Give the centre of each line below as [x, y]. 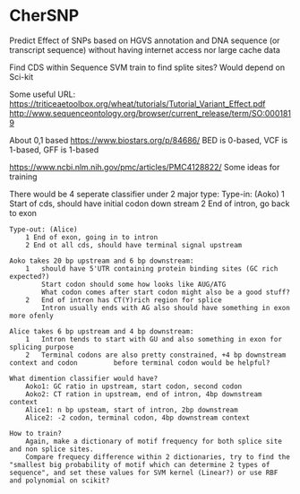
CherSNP [44, 16]
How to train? [36, 433]
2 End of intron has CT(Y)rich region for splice [124, 300]
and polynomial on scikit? [60, 481]
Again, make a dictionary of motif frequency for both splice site [154, 441]
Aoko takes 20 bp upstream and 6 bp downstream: [102, 261]
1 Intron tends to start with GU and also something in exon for [154, 339]
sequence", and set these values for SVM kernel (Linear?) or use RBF [144, 472]
